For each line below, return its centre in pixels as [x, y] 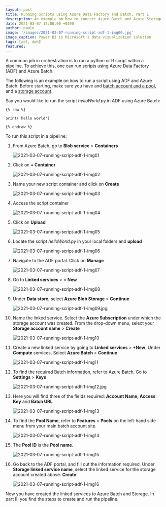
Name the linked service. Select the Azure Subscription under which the [87, 318]
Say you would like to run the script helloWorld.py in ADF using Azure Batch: [83, 100]
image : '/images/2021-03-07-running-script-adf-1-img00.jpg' [70, 33]
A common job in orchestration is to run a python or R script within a [75, 60]
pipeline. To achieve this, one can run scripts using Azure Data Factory [77, 66]
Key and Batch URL [33, 401]
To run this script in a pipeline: [36, 136]
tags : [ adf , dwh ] [23, 42]
